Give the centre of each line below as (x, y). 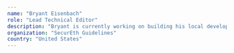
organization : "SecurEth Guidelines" (62, 33)
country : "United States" (45, 39)
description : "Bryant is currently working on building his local (106, 26)
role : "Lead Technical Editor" (53, 20)
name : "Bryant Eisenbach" (45, 13)
